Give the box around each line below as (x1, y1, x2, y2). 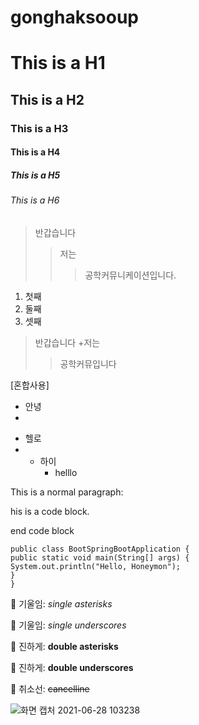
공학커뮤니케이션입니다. (84, 269, 177, 281)
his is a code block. (10, 505, 90, 517)
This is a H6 (10, 194, 60, 206)
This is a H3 (10, 121, 69, 135)
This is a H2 (10, 91, 85, 108)
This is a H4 (10, 146, 61, 158)
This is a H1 (10, 52, 106, 75)
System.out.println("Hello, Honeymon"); (10, 561, 182, 571)
